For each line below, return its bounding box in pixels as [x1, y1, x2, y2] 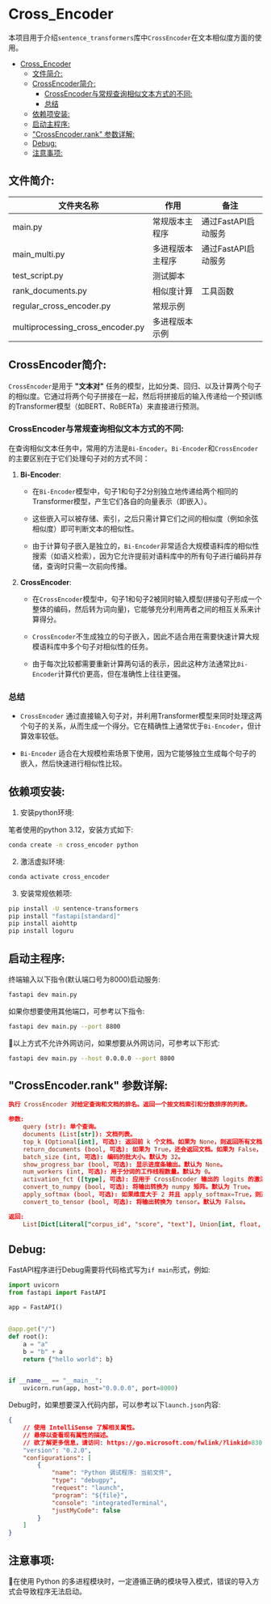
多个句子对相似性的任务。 [67, 641, 153, 651]
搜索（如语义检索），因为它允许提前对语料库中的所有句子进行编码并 [31, 551, 256, 561]
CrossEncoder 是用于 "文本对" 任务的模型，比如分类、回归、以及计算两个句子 [8, 381, 262, 391]
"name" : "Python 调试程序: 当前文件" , [51, 1469, 173, 1477]
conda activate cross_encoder [8, 872, 110, 881]
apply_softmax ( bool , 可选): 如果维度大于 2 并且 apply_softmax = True [23, 1190, 250, 1199]
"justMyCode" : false [51, 1506, 121, 1514]
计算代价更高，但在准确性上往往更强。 [57, 668, 186, 678]
